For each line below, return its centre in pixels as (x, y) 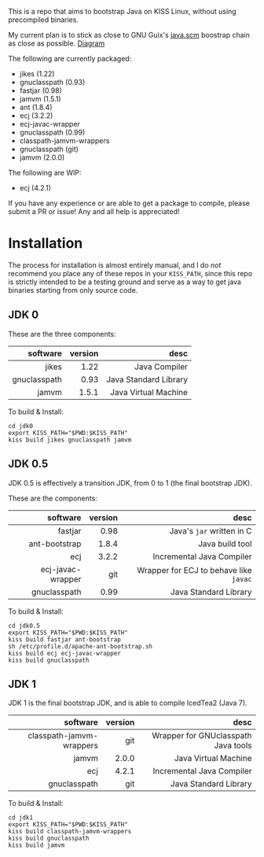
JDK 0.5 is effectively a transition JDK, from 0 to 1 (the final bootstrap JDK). (130, 482)
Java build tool (225, 544)
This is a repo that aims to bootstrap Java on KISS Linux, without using (123, 11)
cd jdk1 (21, 818)
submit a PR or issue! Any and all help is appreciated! (94, 211)
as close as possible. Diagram (57, 43)
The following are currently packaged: (70, 59)
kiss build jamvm (37, 845)
